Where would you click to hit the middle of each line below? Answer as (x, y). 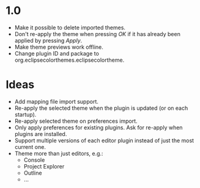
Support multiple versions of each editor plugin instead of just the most (104, 140)
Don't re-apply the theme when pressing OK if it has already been (98, 34)
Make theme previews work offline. (59, 47)
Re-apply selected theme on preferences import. (76, 121)
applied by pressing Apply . (48, 40)
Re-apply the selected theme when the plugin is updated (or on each (101, 108)
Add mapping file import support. (56, 101)
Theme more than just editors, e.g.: (59, 153)
